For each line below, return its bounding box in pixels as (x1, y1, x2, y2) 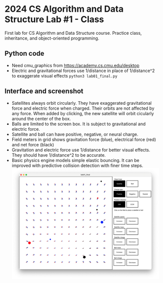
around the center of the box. (11, 116, 71, 121)
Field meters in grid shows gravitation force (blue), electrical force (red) (11, 136, 156, 142)
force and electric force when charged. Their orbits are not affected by (11, 105, 155, 111)
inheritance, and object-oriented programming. (4, 35, 99, 41)
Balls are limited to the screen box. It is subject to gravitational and (11, 121, 146, 127)
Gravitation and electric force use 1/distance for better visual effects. (11, 147, 150, 153)
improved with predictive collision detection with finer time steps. (11, 163, 143, 168)
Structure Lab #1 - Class (4, 14, 104, 25)
